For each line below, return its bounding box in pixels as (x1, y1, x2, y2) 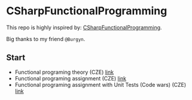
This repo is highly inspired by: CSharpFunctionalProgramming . (6, 24, 163, 31)
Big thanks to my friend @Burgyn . (6, 35, 86, 42)
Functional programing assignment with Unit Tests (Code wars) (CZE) (14, 81, 187, 88)
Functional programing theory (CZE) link (14, 68, 114, 76)
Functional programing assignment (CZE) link (14, 74, 127, 82)
